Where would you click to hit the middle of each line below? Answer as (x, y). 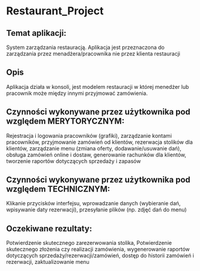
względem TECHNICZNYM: (58, 189)
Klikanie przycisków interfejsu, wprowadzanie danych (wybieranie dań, (93, 204)
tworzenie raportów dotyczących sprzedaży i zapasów (74, 161)
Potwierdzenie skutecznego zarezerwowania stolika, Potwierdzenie (89, 243)
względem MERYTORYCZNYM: (65, 121)
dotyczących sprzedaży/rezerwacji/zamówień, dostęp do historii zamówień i (100, 255)
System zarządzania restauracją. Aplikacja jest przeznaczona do (86, 47)
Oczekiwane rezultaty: (49, 228)
